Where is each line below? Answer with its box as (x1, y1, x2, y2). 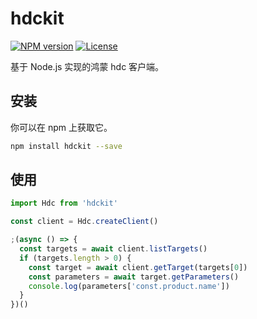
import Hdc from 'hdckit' (10, 198, 118, 209)
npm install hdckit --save (10, 141, 123, 151)
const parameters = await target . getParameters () (28, 272, 240, 282)
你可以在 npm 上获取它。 (10, 121, 113, 133)
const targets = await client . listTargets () (19, 244, 208, 254)
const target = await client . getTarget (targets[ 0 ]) (28, 262, 248, 272)
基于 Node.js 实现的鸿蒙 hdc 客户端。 (10, 60, 165, 72)
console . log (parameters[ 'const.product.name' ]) (28, 281, 230, 291)
